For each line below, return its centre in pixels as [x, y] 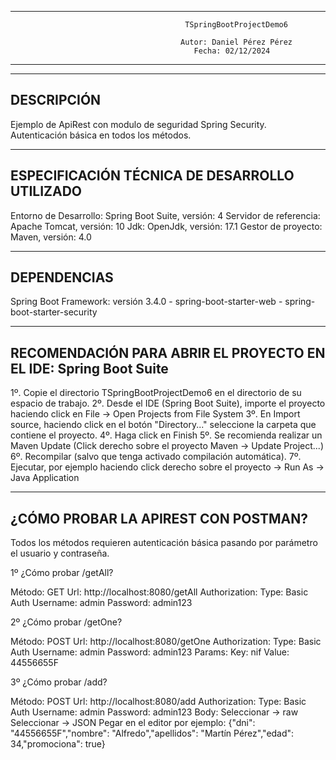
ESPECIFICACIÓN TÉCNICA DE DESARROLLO [152, 176]
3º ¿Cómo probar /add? [59, 682]
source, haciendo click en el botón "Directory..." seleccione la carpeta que [163, 425]
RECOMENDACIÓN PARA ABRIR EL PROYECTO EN [168, 352]
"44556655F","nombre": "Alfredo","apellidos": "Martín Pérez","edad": [152, 733]
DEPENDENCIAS [62, 277]
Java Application [45, 478]
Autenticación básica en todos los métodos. [101, 135]
